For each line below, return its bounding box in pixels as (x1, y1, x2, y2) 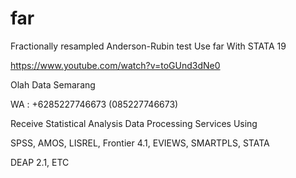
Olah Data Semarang (10, 78, 96, 91)
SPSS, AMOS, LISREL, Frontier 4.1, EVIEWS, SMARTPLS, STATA (10, 137, 270, 149)
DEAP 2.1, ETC (10, 156, 70, 168)
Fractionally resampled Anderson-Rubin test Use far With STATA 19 (10, 40, 287, 52)
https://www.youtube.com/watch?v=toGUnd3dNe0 (10, 59, 221, 71)
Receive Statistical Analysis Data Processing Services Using (10, 117, 258, 129)
